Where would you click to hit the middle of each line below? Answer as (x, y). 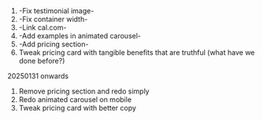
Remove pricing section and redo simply (84, 91)
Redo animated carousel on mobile (75, 100)
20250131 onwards (38, 76)
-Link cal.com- (43, 27)
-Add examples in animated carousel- (80, 36)
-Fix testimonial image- (56, 11)
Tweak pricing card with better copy (78, 108)
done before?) (42, 61)
